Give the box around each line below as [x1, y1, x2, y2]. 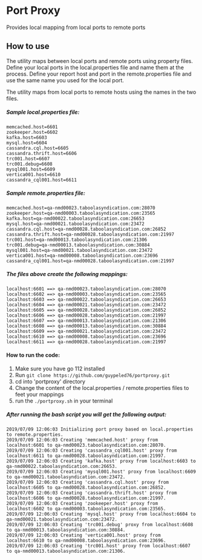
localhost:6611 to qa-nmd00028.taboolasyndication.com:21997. [6, 452, 166, 459]
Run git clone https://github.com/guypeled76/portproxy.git [15, 371, 171, 378]
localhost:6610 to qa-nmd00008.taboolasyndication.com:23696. [6, 537, 166, 544]
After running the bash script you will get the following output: [6, 411, 167, 418]
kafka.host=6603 [6, 134, 47, 140]
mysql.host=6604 [6, 140, 47, 146]
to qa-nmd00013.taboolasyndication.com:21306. [6, 548, 126, 554]
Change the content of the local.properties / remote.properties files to [15, 384, 189, 391]
